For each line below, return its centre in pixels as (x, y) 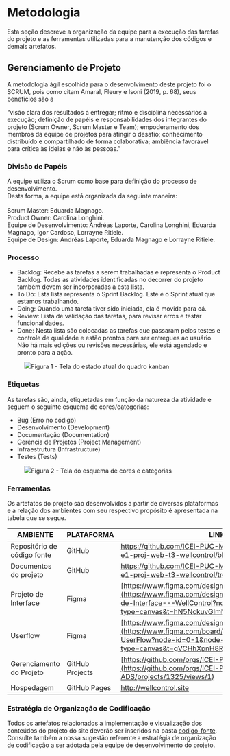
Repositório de (34, 546)
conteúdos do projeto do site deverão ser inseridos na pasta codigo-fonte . (112, 731)
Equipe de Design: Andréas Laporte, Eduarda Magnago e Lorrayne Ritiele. (111, 240)
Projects (80, 672)
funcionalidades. (40, 323)
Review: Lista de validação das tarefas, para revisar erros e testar (109, 316)
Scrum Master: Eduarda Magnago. (55, 211)
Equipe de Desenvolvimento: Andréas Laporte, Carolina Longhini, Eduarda (112, 225)
